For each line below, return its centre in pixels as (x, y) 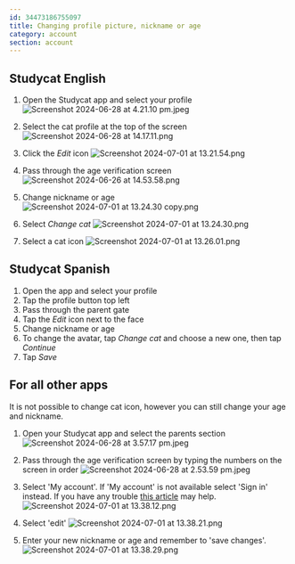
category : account (43, 34)
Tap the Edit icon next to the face (83, 319)
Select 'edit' (44, 523)
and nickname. (37, 416)
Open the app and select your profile (90, 290)
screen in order (50, 470)
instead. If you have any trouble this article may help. (119, 496)
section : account (41, 42)
